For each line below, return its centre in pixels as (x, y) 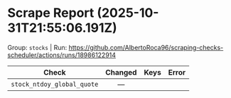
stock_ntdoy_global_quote (55, 84)
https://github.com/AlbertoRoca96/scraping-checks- (146, 47)
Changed (121, 72)
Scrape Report (51, 13)
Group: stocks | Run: (37, 47)
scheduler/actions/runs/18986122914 (61, 55)
